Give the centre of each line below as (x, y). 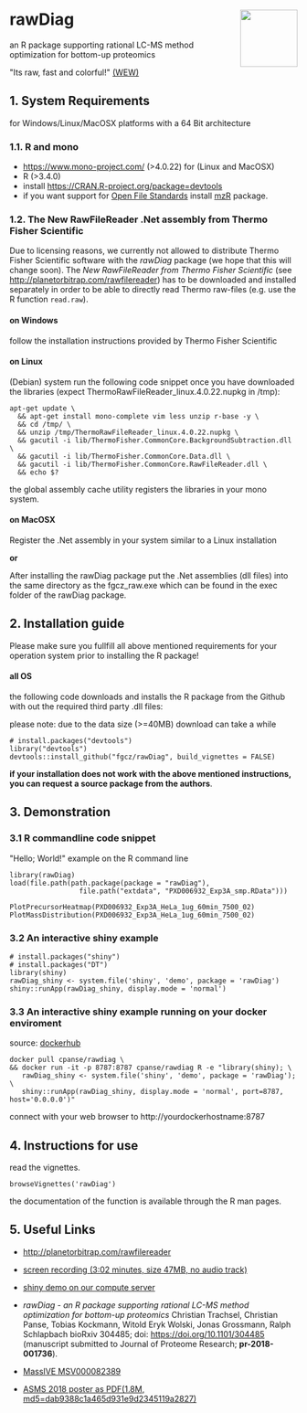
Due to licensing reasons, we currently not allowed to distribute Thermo (144, 250)
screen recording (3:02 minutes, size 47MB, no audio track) (135, 1270)
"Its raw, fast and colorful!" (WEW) (74, 72)
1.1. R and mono (44, 146)
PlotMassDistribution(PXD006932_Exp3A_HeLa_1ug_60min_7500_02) (132, 915)
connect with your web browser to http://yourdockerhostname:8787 (137, 1117)
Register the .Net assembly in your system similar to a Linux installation (143, 540)
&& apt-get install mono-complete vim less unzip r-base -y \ (138, 416)
